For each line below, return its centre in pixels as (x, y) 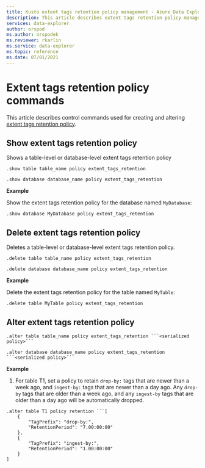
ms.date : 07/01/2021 (33, 57)
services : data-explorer (38, 23)
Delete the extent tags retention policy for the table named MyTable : (91, 292)
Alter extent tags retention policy (70, 322)
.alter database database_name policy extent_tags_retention (86, 352)
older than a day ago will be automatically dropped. (80, 400)
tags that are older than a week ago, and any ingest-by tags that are (108, 394)
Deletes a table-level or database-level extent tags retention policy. (91, 247)
